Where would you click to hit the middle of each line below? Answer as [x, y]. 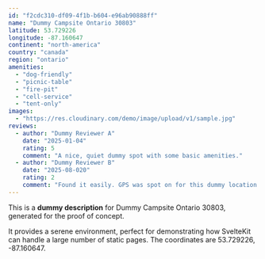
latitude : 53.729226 [42, 30]
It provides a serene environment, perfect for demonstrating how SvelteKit [130, 231]
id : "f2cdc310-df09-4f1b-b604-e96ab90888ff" [83, 15]
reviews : [23, 126]
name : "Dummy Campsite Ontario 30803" [72, 23]
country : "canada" [38, 52]
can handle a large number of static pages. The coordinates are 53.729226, [132, 239]
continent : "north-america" [55, 45]
